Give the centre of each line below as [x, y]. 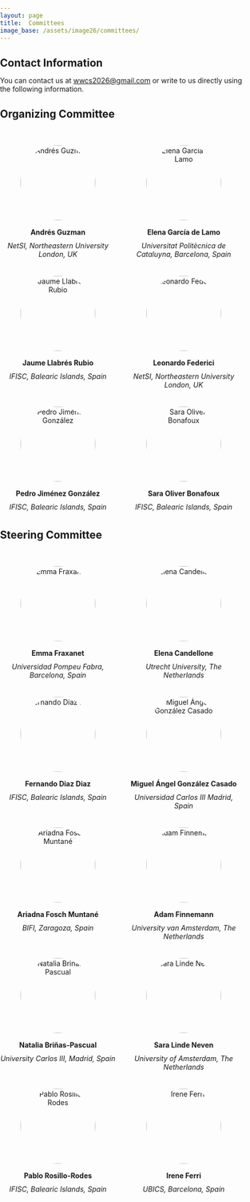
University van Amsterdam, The [184, 927]
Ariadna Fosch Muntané [58, 914]
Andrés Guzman [58, 232]
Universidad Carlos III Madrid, [184, 797]
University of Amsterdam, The [184, 1058]
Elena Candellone [184, 653]
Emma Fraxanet [58, 653]
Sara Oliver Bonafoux [184, 493]
